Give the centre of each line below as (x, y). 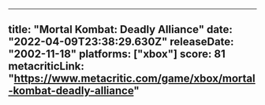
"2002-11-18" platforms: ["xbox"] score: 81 (117, 54)
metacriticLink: (46, 66)
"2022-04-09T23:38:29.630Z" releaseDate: (121, 42)
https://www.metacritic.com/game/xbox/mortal (134, 79)
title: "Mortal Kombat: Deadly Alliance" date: (120, 29)
